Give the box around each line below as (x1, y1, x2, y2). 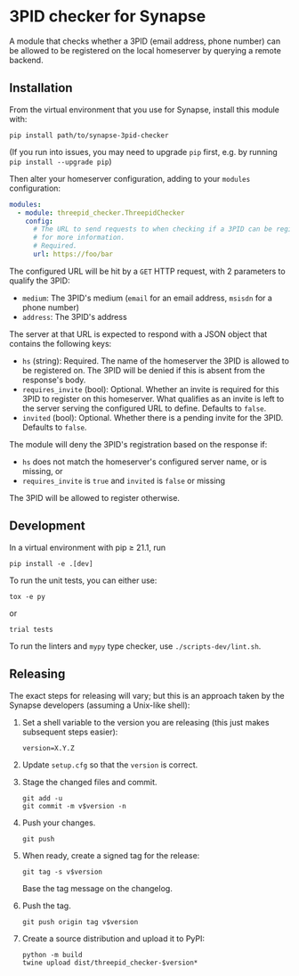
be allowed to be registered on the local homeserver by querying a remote (9, 45, 282, 55)
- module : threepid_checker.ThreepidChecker (17, 208, 185, 217)
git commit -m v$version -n (21, 801, 126, 810)
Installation (9, 80, 73, 95)
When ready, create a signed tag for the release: (21, 849, 200, 861)
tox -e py (9, 592, 46, 601)
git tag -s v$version (21, 867, 102, 876)
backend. (9, 54, 44, 65)
